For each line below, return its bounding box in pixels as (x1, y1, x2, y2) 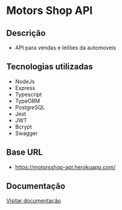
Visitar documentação (6, 197, 62, 205)
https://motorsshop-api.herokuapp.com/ (14, 163, 116, 170)
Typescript (14, 91, 42, 98)
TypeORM (14, 97, 40, 104)
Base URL (6, 147, 43, 158)
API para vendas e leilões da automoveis (14, 44, 117, 51)
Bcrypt (14, 123, 32, 130)
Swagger (14, 129, 38, 137)
